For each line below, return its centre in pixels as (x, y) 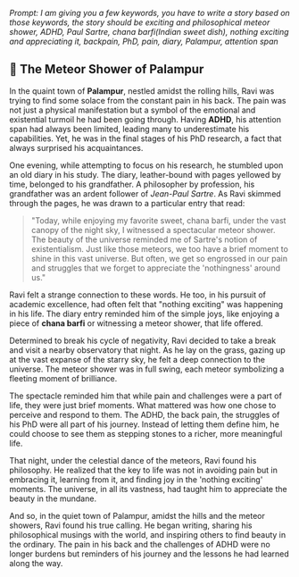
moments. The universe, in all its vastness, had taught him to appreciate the (148, 489)
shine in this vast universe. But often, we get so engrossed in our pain (159, 258)
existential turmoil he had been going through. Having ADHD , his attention (145, 119)
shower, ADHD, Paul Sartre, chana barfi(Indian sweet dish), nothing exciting (149, 32)
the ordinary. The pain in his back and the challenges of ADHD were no (140, 544)
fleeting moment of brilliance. (63, 378)
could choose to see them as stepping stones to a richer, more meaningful (146, 433)
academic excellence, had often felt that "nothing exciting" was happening (146, 304)
